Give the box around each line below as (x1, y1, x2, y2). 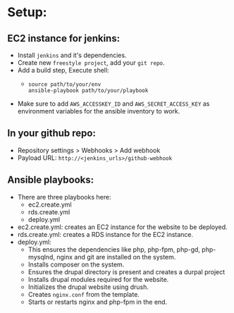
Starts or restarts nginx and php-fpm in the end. (27, 297, 168, 306)
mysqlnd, (27, 252, 55, 261)
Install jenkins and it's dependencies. (17, 51, 127, 59)
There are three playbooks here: (17, 192, 111, 201)
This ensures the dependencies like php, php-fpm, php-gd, (27, 245, 201, 254)
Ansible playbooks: (7, 174, 94, 186)
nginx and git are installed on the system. (56, 252, 176, 261)
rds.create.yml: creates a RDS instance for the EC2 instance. (17, 230, 194, 238)
